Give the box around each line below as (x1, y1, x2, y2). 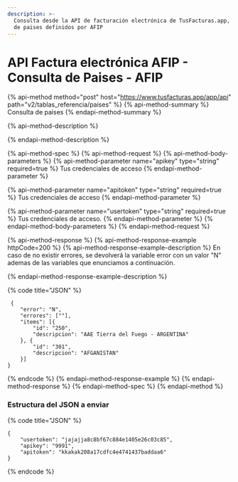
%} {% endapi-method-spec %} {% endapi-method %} (61, 382, 224, 391)
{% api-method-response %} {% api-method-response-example (7, 236, 197, 245)
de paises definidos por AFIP (13, 23, 103, 31)
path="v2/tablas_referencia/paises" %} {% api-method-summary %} (7, 100, 210, 109)
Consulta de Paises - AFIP (7, 69, 163, 85)
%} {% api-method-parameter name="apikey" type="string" (42, 157, 220, 166)
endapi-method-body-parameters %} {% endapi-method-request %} (7, 222, 210, 231)
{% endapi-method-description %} (7, 136, 110, 144)
